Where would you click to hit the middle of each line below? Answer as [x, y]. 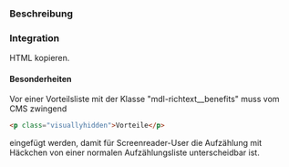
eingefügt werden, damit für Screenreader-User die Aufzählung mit [136, 143]
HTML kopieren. [40, 58]
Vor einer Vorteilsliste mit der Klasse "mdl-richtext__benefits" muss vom [144, 99]
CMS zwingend [38, 109]
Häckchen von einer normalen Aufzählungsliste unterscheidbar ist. [134, 152]
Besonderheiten [41, 78]
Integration [35, 37]
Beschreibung [41, 14]
